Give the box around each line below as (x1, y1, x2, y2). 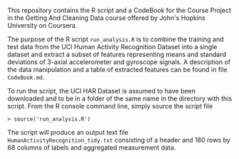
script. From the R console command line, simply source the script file (7, 102, 213, 110)
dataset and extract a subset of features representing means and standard (7, 50, 227, 58)
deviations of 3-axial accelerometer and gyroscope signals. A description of (7, 58, 230, 66)
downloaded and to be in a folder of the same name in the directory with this (7, 94, 233, 103)
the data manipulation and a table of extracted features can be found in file (7, 66, 228, 73)
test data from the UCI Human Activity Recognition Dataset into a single (7, 43, 218, 51)
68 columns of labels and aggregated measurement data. (7, 143, 176, 152)
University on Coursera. (7, 21, 78, 29)
